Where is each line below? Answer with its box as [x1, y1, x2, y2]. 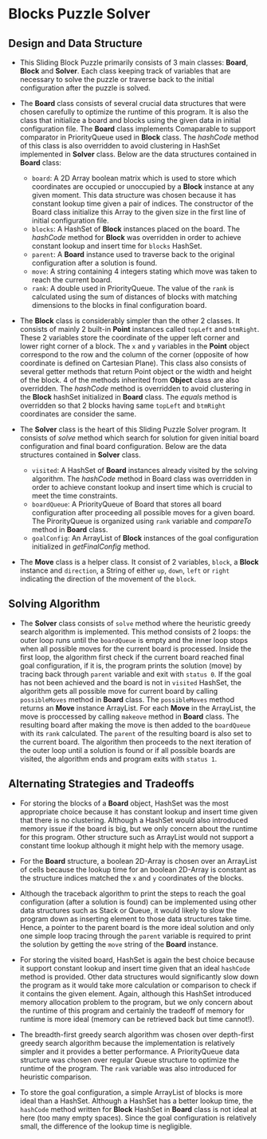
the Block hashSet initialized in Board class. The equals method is [19, 392, 238, 401]
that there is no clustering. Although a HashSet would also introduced [19, 815, 249, 825]
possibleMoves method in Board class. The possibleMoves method [19, 695, 235, 704]
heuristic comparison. [19, 1072, 92, 1082]
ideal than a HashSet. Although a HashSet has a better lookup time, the [19, 1096, 253, 1105]
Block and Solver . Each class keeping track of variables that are [19, 66, 231, 76]
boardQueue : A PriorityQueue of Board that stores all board [31, 499, 222, 509]
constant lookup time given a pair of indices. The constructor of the [31, 199, 253, 208]
